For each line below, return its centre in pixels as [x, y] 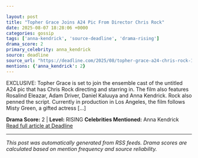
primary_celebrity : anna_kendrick [49, 50]
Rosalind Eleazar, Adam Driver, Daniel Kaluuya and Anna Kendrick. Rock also [99, 96]
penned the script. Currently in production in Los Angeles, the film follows [96, 101]
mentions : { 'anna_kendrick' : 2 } [46, 66]
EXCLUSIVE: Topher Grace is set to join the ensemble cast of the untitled [94, 83]
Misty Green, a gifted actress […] [46, 108]
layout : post [22, 17]
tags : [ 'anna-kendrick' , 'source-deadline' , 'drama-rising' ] [83, 39]
